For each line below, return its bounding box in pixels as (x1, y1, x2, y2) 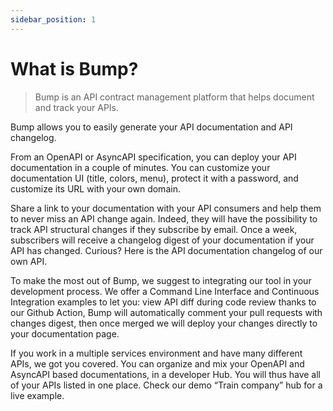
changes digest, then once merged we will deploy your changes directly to (10, 317, 318, 329)
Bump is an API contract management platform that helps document (34, 91, 315, 103)
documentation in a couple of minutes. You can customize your (10, 161, 271, 173)
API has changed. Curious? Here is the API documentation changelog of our (10, 244, 323, 256)
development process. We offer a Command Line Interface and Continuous (10, 285, 320, 297)
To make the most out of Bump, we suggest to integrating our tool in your (10, 274, 312, 286)
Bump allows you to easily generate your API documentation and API (10, 121, 293, 133)
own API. (10, 255, 48, 267)
